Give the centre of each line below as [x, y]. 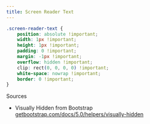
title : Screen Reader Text [40, 12]
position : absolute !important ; [58, 34]
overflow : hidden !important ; [55, 62]
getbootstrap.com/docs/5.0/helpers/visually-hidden [79, 114]
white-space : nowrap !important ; [59, 73]
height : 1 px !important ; [48, 45]
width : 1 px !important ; [47, 40]
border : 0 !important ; [45, 79]
